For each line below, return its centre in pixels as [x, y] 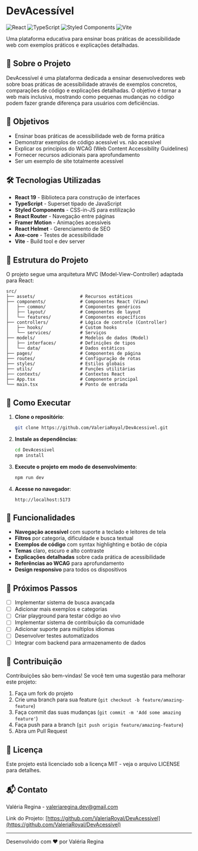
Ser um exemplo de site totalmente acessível [69, 161]
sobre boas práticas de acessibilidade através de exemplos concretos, [92, 84]
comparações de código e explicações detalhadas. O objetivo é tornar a [94, 90]
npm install [29, 455]
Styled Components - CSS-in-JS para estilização [75, 210]
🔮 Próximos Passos [42, 588]
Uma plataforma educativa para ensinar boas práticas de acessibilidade [93, 38]
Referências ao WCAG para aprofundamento [70, 564]
